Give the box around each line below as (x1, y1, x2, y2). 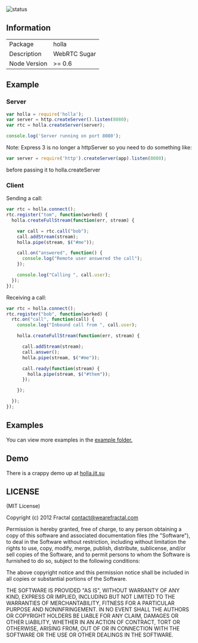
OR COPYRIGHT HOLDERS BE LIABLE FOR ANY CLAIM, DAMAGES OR (6, 613, 179, 620)
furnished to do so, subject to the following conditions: (6, 558, 140, 565)
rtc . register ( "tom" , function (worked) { (6, 212, 109, 218)
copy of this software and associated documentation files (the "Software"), (6, 532, 191, 539)
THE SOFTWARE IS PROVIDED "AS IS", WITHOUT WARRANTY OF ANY (6, 587, 180, 594)
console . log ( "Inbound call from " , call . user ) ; (17, 322, 137, 328)
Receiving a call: (6, 293, 47, 301)
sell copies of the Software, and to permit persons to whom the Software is (6, 551, 191, 558)
